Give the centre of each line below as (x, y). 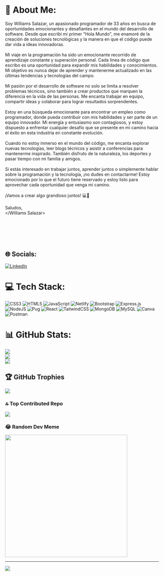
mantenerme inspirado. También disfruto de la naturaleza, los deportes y (78, 153)
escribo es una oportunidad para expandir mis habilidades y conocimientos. (81, 65)
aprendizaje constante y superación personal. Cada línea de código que (77, 60)
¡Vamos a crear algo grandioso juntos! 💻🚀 (47, 195)
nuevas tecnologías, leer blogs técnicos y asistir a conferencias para (74, 148)
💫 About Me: (31, 10)
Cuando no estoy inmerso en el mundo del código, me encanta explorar (77, 143)
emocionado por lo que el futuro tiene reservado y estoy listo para (72, 179)
